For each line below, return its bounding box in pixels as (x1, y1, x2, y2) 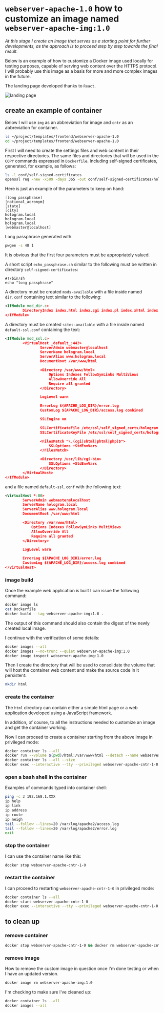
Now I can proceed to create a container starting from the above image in (5, 734, 153, 740)
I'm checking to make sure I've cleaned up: (5, 989, 92, 995)
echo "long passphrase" (5, 280, 54, 286)
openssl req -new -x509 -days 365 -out (5, 177, 86, 182)
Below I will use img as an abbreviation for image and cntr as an (5, 119, 133, 125)
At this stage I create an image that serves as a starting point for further (5, 38, 150, 44)
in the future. (5, 73, 31, 79)
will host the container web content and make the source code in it (5, 667, 139, 673)
